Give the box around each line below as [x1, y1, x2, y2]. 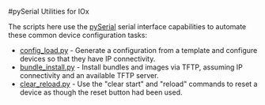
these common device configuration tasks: [8, 31, 148, 39]
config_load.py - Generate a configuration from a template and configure [19, 46, 258, 54]
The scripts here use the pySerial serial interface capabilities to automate [8, 22, 247, 31]
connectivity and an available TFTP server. [19, 71, 159, 80]
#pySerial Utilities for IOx [8, 7, 89, 16]
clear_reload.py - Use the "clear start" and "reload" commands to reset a [19, 79, 258, 88]
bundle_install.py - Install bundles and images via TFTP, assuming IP [19, 62, 244, 72]
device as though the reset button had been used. [19, 88, 184, 97]
